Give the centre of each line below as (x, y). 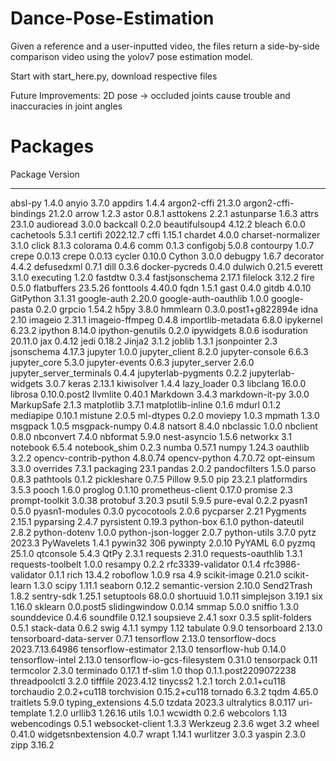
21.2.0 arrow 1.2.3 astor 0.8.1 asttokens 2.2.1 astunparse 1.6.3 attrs (183, 213)
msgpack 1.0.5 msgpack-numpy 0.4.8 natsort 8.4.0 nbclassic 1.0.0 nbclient (164, 426)
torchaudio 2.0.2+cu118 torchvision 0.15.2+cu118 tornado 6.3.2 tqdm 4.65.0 (164, 691)
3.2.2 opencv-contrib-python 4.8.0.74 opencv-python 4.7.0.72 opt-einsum (163, 458)
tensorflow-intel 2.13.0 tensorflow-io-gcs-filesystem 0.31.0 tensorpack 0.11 (164, 659)
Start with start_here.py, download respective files (114, 76)
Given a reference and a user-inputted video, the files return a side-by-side (165, 46)
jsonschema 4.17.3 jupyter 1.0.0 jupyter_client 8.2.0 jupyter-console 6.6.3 (159, 351)
